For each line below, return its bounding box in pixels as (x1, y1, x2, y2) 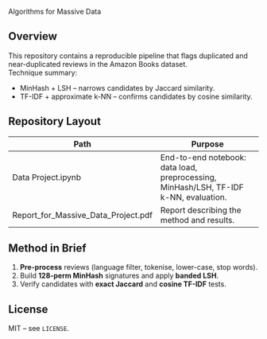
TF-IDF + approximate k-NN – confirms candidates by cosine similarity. (19, 92, 253, 101)
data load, (160, 162, 198, 173)
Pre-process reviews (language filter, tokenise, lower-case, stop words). (19, 263, 258, 272)
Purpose (191, 138, 224, 150)
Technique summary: (8, 68, 78, 77)
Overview (8, 29, 58, 43)
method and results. (160, 214, 235, 225)
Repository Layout (8, 115, 102, 128)
